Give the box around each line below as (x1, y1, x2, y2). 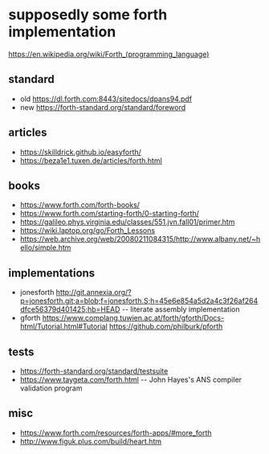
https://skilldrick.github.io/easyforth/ (19, 147, 142, 157)
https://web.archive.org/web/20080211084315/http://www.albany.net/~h (19, 235, 261, 244)
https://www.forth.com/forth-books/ (19, 200, 141, 210)
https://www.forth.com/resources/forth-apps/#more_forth (19, 427, 212, 437)
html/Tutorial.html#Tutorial (19, 321, 108, 331)
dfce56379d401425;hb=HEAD (19, 305, 120, 314)
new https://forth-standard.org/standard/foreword (19, 102, 186, 112)
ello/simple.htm (19, 243, 71, 252)
